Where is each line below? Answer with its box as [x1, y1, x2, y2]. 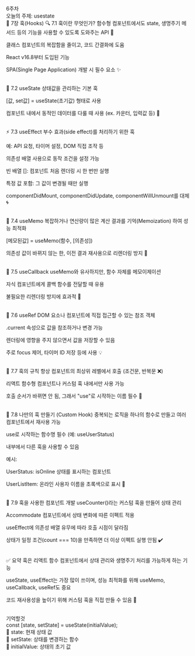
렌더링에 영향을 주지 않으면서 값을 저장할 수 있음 [6, 337, 116, 343]
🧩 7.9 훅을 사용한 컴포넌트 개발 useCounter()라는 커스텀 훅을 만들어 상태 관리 [6, 499, 182, 506]
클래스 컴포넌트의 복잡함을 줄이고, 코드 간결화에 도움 [6, 42, 124, 48]
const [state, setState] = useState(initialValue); [6, 622, 118, 629]
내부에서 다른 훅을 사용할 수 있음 [6, 443, 80, 450]
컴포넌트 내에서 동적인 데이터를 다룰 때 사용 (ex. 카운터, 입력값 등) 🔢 [6, 110, 161, 116]
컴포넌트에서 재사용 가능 [6, 419, 61, 425]
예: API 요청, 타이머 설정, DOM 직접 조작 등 [6, 143, 104, 149]
